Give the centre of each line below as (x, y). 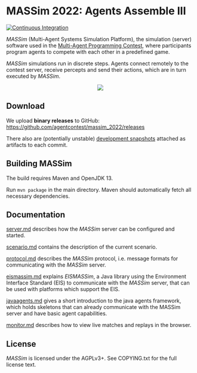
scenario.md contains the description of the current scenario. (82, 247)
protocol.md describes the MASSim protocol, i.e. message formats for (92, 259)
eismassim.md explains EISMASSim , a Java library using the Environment (96, 277)
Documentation (36, 214)
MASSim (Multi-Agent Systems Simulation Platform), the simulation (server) (99, 39)
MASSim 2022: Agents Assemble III (96, 11)
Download (25, 106)
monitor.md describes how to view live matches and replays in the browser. (99, 325)
